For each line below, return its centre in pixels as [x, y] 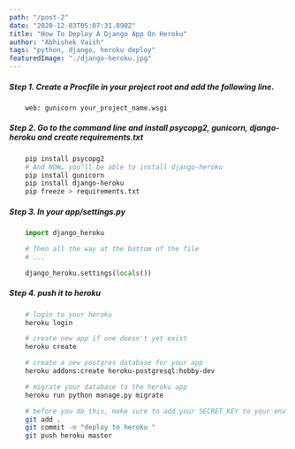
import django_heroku [64, 233]
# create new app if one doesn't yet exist [106, 339]
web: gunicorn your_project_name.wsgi [96, 108]
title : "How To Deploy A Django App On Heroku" [98, 34]
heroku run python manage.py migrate [95, 395]
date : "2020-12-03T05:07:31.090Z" [73, 26]
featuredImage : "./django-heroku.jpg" [80, 58]
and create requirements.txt [91, 137]
